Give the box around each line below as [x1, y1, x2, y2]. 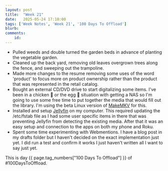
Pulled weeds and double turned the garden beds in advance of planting [12, 49, 162, 55]
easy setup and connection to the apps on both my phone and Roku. [12, 123, 154, 129]
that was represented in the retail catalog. [12, 81, 99, 87]
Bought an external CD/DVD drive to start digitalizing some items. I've [12, 86, 156, 92]
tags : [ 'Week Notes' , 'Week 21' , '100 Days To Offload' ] [5, 21, 127, 27]
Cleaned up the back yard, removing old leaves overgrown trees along [12, 60, 158, 66]
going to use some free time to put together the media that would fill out [12, 97, 161, 103]
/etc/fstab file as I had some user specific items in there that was [12, 113, 146, 119]
